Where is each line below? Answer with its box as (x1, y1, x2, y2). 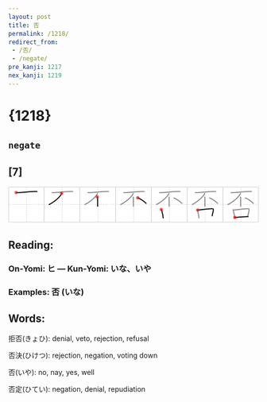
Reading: (8, 238, 54, 252)
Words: (8, 311, 45, 325)
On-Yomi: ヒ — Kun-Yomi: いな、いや (8, 263, 152, 274)
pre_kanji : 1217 (8, 64, 62, 72)
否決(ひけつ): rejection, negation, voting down (8, 350, 158, 361)
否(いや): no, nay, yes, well (8, 368, 95, 377)
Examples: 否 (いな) (8, 287, 85, 298)
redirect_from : (8, 38, 59, 46)
